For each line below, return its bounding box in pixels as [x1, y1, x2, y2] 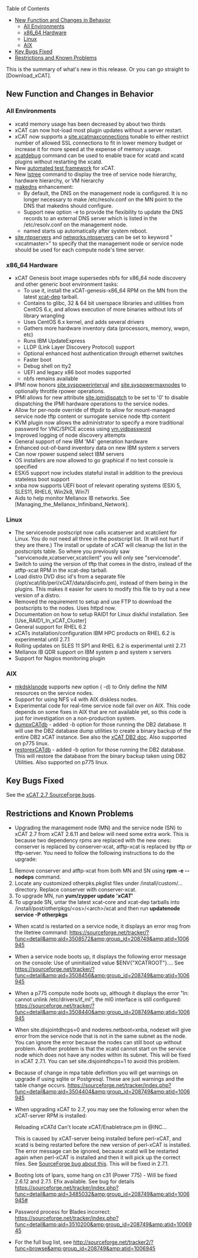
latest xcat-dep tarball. [23, 293, 79, 300]
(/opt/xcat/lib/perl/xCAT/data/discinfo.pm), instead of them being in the [14, 580, 188, 587]
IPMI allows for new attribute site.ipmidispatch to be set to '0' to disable [14, 394, 189, 401]
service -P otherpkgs [14, 911, 68, 918]
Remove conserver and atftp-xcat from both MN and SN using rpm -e [14, 867, 184, 874]
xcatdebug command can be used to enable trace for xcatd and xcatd [14, 152, 184, 159]
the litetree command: [14, 929, 68, 936]
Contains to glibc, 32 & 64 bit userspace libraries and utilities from [23, 299, 184, 307]
